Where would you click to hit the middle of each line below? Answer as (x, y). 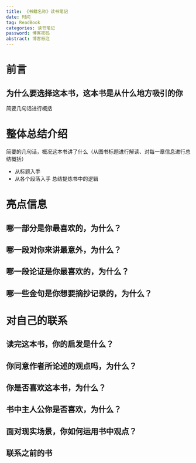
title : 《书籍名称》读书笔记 (37, 11)
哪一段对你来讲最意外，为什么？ (64, 250)
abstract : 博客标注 (28, 39)
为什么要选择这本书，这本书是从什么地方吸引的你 (94, 93)
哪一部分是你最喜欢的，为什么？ (64, 228)
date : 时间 (18, 17)
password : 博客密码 (28, 33)
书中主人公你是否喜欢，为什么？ (64, 409)
